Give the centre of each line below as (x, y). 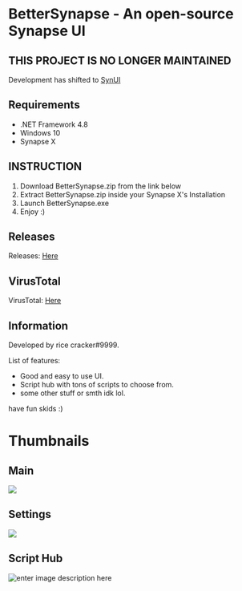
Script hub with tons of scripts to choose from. (97, 385)
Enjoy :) (32, 211)
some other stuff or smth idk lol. (73, 393)
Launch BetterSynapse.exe (65, 203)
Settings (30, 514)
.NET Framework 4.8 (54, 124)
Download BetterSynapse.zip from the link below (101, 186)
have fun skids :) (36, 409)
